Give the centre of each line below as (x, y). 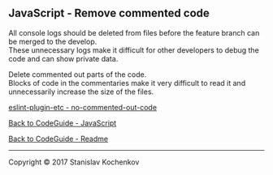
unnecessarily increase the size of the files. (81, 92)
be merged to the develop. (53, 41)
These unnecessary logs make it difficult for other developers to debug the (134, 50)
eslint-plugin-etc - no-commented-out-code (82, 107)
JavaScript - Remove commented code (109, 13)
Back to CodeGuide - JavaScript (63, 123)
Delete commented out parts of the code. (78, 74)
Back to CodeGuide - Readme (58, 139)
